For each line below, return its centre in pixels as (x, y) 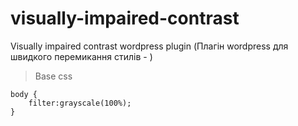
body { (24, 94)
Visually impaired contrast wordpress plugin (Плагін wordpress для (149, 46)
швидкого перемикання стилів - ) (81, 56)
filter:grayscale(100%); (80, 103)
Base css (53, 76)
